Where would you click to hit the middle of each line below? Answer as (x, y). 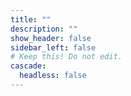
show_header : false (51, 38)
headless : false (53, 76)
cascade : (28, 66)
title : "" (31, 19)
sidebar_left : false (53, 47)
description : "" (44, 29)
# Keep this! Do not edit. (66, 57)
